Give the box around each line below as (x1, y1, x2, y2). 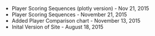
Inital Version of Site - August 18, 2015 (11, 23, 104, 30)
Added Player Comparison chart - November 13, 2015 (11, 17, 140, 24)
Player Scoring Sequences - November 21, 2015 (11, 11, 128, 18)
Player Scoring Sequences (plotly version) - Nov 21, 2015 (11, 5, 149, 12)
